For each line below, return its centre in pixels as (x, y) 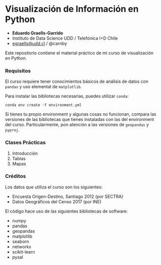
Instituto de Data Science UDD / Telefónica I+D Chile (65, 38)
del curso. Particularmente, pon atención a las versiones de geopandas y (77, 125)
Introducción (25, 153)
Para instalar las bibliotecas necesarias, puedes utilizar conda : (67, 96)
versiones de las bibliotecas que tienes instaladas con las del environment (80, 120)
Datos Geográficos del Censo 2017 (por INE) (57, 201)
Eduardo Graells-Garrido (38, 33)
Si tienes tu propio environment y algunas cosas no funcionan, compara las (81, 114)
